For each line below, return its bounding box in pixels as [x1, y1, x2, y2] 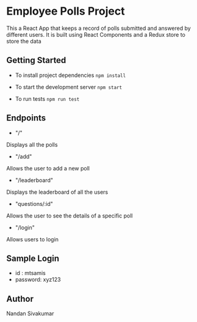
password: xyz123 [15, 276, 61, 284]
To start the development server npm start [15, 83, 123, 90]
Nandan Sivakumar [6, 310, 54, 317]
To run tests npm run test [15, 95, 80, 102]
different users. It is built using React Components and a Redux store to [6, 31, 186, 38]
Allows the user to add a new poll [6, 164, 90, 172]
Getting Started [6, 55, 66, 65]
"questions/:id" [15, 200, 54, 207]
